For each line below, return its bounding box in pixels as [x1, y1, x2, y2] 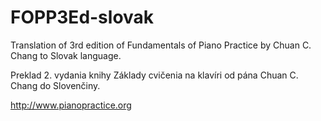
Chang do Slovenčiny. [10, 79, 101, 91]
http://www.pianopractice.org [10, 99, 132, 111]
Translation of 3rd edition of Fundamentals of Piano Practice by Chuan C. [10, 39, 312, 51]
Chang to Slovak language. [10, 49, 122, 61]
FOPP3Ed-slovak [10, 6, 155, 29]
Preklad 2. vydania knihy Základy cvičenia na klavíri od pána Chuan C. [10, 69, 299, 81]
